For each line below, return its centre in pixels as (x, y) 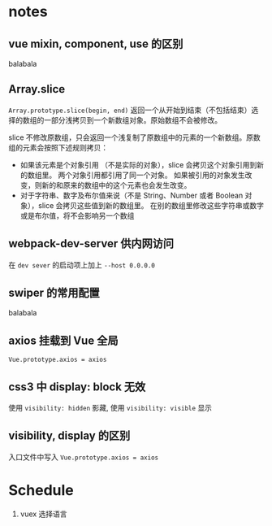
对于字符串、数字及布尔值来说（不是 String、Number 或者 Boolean (132, 195)
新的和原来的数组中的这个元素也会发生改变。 (117, 185)
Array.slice (37, 89)
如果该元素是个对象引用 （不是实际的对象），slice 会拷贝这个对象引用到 (138, 164)
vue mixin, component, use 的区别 (96, 43)
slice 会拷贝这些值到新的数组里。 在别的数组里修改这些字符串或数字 (151, 205)
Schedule (41, 491)
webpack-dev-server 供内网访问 (91, 243)
